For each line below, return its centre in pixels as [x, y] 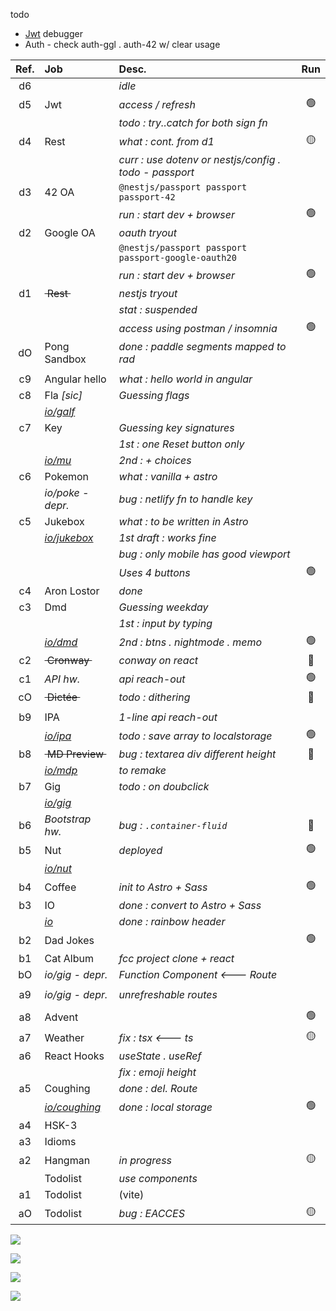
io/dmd [61, 642]
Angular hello [75, 379]
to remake [142, 770]
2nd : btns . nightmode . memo [190, 642]
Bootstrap [68, 819]
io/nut [58, 868]
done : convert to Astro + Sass [190, 905]
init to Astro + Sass [163, 887]
